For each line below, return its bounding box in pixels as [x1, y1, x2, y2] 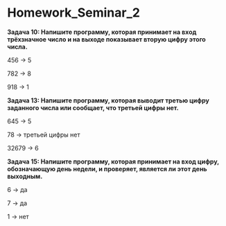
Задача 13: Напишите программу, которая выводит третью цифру [7, 96, 209, 105]
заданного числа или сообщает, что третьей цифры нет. [7, 103, 179, 112]
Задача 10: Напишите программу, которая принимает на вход [7, 28, 197, 36]
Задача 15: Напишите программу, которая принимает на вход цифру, [7, 157, 220, 166]
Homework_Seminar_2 [7, 5, 141, 21]
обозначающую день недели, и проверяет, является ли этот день [7, 164, 207, 173]
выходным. [7, 172, 43, 180]
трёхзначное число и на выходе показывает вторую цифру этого [7, 35, 206, 43]
